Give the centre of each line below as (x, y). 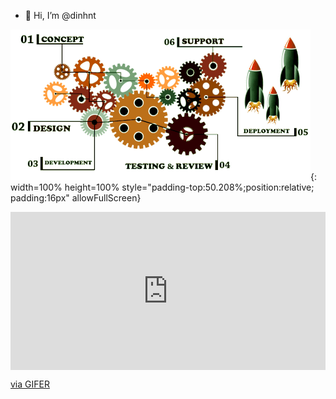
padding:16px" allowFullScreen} (76, 198)
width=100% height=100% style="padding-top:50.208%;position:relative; (162, 187)
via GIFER (30, 384)
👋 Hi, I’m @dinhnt (60, 15)
